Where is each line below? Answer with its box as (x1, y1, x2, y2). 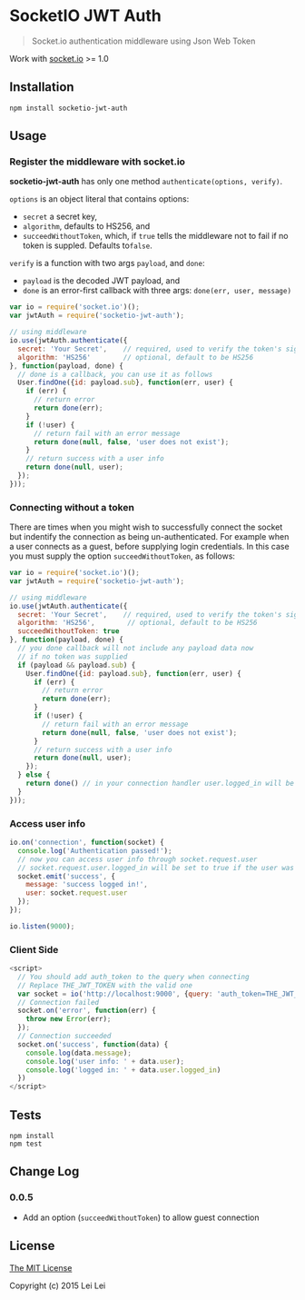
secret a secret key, (22, 211, 98, 223)
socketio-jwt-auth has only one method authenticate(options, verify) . (9, 176, 283, 187)
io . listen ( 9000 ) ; (9, 921, 75, 931)
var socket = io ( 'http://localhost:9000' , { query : (17, 989, 213, 998)
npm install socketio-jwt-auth (9, 104, 128, 113)
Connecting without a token (9, 501, 134, 513)
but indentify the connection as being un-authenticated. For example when (9, 531, 290, 542)
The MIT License (9, 1262, 73, 1273)
